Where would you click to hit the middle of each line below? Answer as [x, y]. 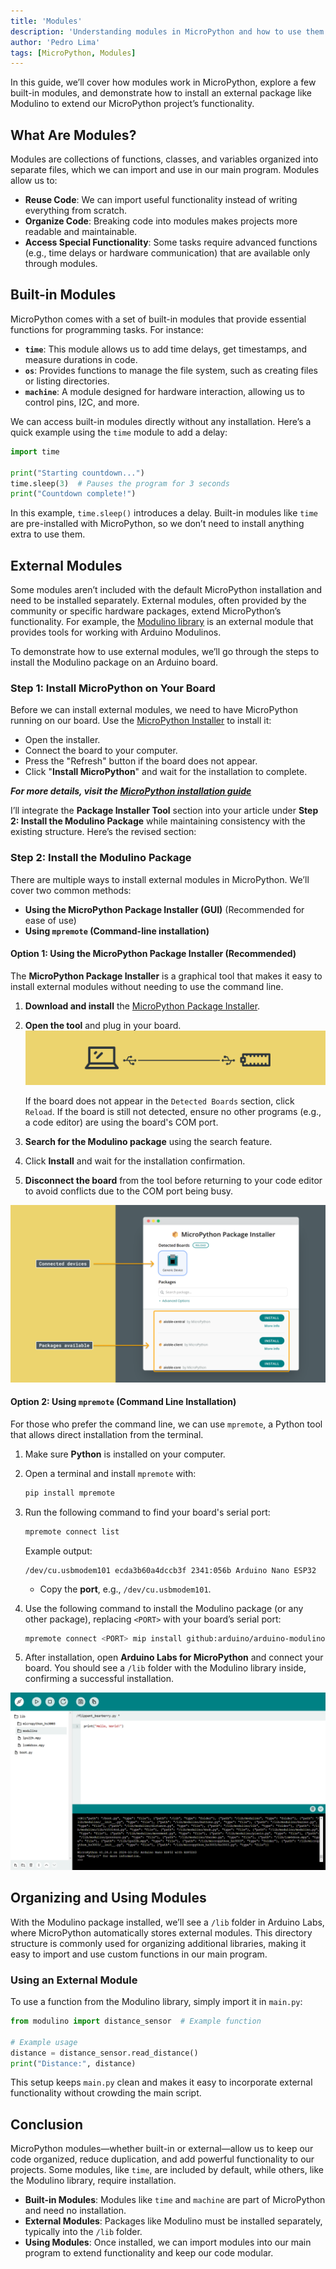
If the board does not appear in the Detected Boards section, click [159, 1101]
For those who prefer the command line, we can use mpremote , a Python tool [166, 1424]
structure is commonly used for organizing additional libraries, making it [158, 1943]
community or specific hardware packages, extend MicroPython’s [146, 611]
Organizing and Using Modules [108, 1898]
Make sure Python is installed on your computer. [125, 1454]
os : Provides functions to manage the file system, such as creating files [171, 370]
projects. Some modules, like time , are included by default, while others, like [167, 2170]
